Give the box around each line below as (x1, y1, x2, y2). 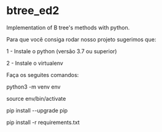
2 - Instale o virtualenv (6, 59, 63, 67)
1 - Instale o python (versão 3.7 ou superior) (6, 47, 117, 55)
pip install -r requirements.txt (6, 119, 80, 126)
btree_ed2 (6, 4, 60, 18)
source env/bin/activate (6, 95, 66, 102)
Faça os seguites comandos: (6, 71, 79, 78)
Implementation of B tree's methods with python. (6, 24, 130, 31)
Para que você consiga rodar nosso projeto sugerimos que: (6, 35, 156, 43)
